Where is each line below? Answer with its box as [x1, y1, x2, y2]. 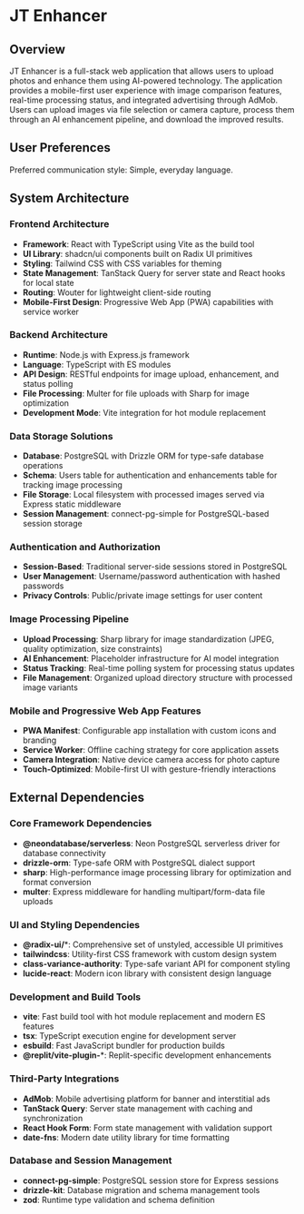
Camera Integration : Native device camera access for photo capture [22, 754, 280, 765]
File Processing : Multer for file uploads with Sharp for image [22, 388, 250, 399]
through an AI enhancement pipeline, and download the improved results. [9, 114, 284, 124]
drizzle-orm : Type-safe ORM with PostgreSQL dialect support [22, 857, 256, 868]
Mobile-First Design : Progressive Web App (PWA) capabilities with [22, 296, 274, 307]
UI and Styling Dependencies [9, 918, 141, 931]
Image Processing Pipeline [9, 613, 130, 626]
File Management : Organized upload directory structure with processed [22, 672, 293, 683]
